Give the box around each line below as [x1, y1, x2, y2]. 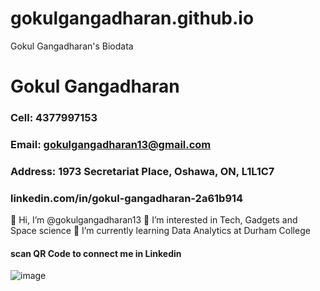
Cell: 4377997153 [10, 111, 98, 125]
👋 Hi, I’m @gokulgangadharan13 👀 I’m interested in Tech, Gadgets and [10, 214, 298, 226]
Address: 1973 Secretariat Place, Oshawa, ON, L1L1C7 [10, 164, 275, 178]
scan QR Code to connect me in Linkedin [10, 247, 182, 259]
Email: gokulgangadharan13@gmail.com [10, 137, 212, 151]
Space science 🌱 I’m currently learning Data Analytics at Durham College [10, 225, 311, 237]
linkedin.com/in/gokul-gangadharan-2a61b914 [10, 191, 244, 205]
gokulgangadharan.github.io [10, 7, 255, 30]
